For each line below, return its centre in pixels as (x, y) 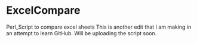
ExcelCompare (43, 10)
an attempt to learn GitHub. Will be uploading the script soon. (81, 33)
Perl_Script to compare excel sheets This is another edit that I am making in (99, 27)
